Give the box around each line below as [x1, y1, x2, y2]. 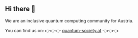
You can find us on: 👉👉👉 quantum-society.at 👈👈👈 [5, 27, 118, 33]
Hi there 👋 [5, 5, 36, 13]
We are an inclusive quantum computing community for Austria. [5, 18, 134, 23]
